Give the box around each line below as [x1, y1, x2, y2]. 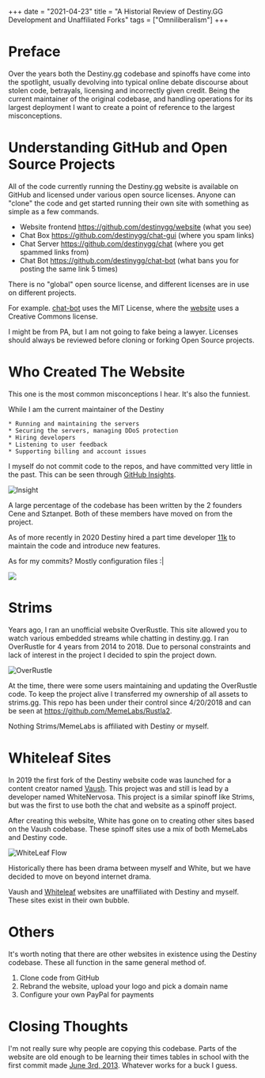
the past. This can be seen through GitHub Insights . [8, 470, 176, 479]
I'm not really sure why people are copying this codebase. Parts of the [8, 1043, 237, 1053]
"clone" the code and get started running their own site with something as [8, 198, 249, 208]
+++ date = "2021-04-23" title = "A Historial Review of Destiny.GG [8, 7, 224, 16]
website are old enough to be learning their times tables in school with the [8, 1052, 249, 1061]
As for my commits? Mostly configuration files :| [8, 556, 165, 565]
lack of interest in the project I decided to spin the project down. [8, 650, 218, 660]
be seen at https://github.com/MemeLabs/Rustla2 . [8, 705, 172, 715]
